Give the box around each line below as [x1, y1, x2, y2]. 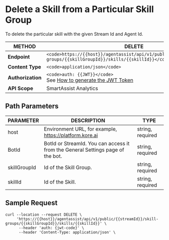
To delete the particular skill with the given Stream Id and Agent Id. [5, 31, 143, 37]
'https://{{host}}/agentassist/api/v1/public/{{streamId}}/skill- [16, 216, 158, 221]
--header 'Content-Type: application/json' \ [18, 229, 116, 235]
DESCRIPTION [70, 117, 106, 124]
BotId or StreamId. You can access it [43, 140, 130, 147]
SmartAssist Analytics [46, 85, 98, 92]
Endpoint [8, 53, 30, 60]
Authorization [8, 74, 42, 81]
